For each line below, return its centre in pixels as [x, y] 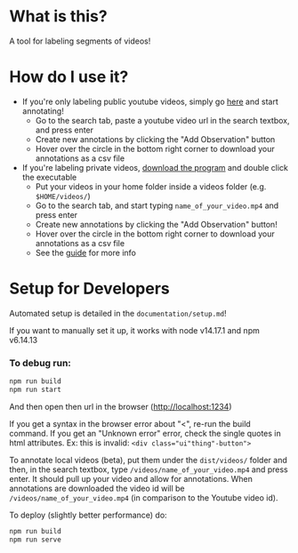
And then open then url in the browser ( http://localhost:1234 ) [121, 406]
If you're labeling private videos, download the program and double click [155, 167]
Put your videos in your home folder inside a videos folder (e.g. [151, 186]
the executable [49, 177]
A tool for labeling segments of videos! [80, 41]
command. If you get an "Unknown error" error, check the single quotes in [145, 433]
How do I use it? [69, 77]
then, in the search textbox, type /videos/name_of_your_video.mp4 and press [149, 469]
